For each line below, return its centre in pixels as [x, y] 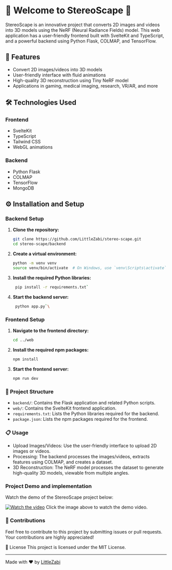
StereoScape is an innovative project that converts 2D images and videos [83, 25]
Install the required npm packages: [50, 350]
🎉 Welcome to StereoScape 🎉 [68, 11]
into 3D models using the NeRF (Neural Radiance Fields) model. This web [83, 30]
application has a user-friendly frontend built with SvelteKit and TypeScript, [85, 35]
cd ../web [23, 340]
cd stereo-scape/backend [39, 244]
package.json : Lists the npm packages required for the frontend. [80, 419]
